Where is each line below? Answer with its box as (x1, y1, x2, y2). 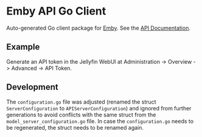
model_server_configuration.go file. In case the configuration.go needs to (6, 117, 193, 125)
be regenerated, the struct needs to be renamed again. (6, 124, 144, 131)
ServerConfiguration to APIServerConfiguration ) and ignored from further (6, 104, 192, 112)
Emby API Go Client (6, 4, 106, 18)
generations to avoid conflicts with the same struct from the (6, 111, 156, 118)
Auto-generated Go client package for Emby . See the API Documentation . (6, 24, 190, 32)
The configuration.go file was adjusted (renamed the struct (6, 98, 156, 105)
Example (6, 42, 40, 52)
